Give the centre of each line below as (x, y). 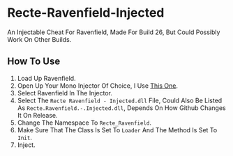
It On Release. (37, 115)
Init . (25, 137)
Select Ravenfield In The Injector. (65, 93)
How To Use (34, 62)
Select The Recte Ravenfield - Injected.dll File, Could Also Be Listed (120, 100)
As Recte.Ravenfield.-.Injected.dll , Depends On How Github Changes (121, 108)
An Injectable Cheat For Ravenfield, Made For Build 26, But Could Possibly (114, 32)
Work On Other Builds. (39, 39)
